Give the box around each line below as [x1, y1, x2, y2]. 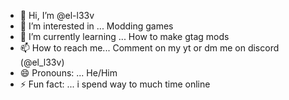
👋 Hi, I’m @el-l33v [19, 10, 95, 21]
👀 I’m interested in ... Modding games [19, 20, 174, 32]
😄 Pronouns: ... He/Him [19, 67, 118, 79]
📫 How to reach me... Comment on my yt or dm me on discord [19, 42, 280, 54]
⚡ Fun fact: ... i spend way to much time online [19, 78, 211, 90]
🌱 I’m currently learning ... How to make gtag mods [19, 31, 230, 42]
